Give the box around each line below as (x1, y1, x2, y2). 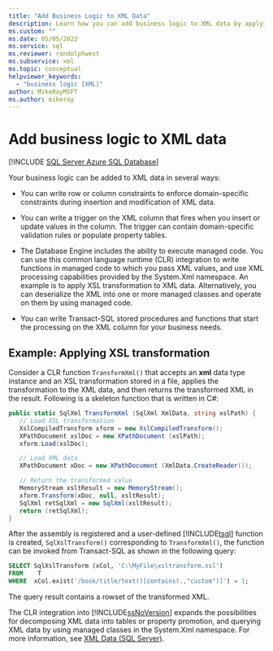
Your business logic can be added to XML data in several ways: (8, 173, 221, 183)
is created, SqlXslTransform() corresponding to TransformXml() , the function (8, 538, 265, 548)
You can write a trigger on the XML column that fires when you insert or (19, 213, 261, 223)
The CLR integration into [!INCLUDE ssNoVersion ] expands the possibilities (8, 608, 258, 617)
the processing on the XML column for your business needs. (19, 322, 223, 332)
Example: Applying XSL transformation (8, 346, 210, 360)
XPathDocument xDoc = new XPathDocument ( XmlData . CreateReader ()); (19, 461, 253, 470)
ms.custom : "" (8, 27, 57, 35)
